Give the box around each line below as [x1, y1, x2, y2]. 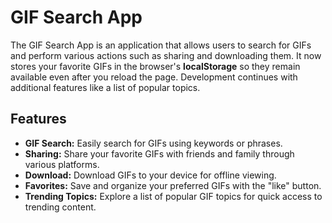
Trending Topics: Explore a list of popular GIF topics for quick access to [24, 190, 323, 202]
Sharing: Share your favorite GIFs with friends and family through [24, 147, 295, 160]
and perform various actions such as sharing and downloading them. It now [10, 49, 322, 61]
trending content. [24, 201, 97, 213]
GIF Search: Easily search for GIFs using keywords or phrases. [24, 137, 283, 149]
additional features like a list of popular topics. [10, 81, 201, 93]
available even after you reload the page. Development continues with [10, 71, 298, 83]
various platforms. [24, 158, 100, 170]
